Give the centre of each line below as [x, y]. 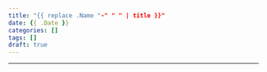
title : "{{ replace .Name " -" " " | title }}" [87, 15]
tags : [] [23, 38]
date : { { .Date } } [39, 23]
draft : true [28, 45]
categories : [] [33, 30]
